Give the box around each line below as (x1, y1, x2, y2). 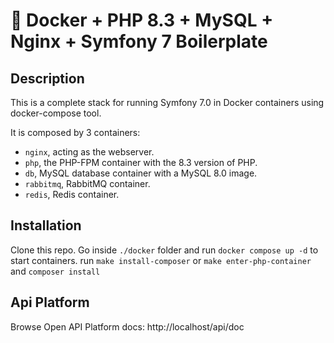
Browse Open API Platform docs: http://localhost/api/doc (10, 320, 245, 333)
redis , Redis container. (24, 189, 120, 200)
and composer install (10, 265, 101, 277)
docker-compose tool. (10, 107, 102, 119)
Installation (10, 217, 82, 234)
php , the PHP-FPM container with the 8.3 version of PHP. (24, 157, 258, 168)
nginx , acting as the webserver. (24, 146, 155, 158)
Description (10, 70, 85, 87)
